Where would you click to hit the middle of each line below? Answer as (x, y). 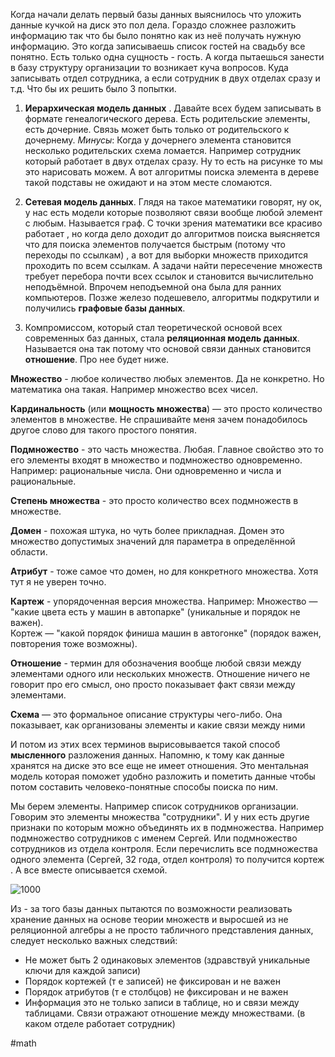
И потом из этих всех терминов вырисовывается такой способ (145, 744)
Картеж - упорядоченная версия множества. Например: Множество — (164, 601)
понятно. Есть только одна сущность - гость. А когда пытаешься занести (167, 57)
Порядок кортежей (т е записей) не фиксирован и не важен (152, 981)
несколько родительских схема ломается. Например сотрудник (163, 150)
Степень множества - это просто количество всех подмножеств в (154, 500)
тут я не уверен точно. (58, 582)
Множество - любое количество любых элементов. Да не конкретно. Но (167, 378)
